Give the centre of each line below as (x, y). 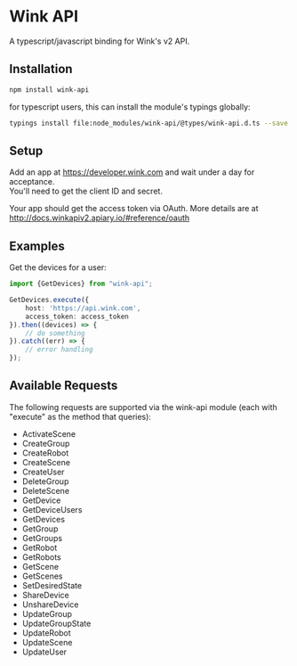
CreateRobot (45, 453)
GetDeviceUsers (52, 509)
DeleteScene (45, 490)
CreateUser (43, 472)
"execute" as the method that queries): (80, 416)
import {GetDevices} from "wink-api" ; (81, 284)
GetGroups (42, 538)
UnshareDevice (50, 604)
